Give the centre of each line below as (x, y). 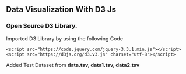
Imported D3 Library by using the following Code (65, 38)
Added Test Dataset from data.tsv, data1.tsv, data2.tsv (73, 65)
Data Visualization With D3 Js (61, 10)
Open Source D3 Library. (42, 26)
